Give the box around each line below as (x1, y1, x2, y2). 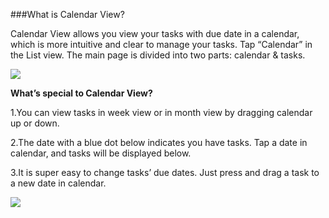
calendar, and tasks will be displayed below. (10, 147, 192, 159)
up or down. (10, 117, 60, 129)
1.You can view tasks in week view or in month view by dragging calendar (10, 107, 313, 118)
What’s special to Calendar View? (10, 87, 153, 99)
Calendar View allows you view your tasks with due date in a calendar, (10, 28, 300, 39)
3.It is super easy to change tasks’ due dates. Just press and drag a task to (10, 167, 320, 178)
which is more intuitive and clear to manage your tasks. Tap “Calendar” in (10, 39, 313, 50)
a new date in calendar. (10, 177, 107, 189)
